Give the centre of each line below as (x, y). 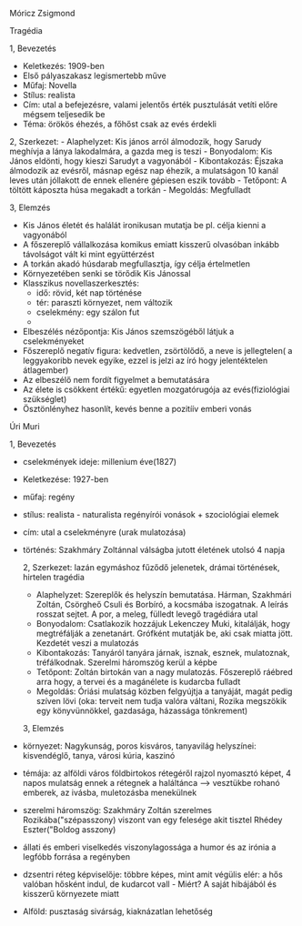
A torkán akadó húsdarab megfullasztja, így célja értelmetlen (136, 264)
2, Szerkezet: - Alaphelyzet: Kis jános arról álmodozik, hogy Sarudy (136, 141)
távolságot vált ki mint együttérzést (88, 254)
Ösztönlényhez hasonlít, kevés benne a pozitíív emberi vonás (137, 409)
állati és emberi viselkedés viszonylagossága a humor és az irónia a (149, 847)
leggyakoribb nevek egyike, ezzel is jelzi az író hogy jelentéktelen (145, 360)
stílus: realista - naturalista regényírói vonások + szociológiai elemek (151, 514)
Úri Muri (25, 426)
